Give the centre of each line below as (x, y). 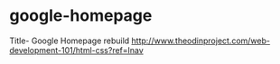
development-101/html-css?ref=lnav (77, 50)
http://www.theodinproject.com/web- (201, 41)
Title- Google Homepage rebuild (70, 41)
